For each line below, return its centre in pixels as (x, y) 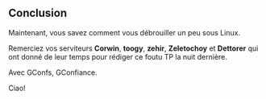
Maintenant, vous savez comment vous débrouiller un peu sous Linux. (124, 32)
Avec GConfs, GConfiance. (53, 72)
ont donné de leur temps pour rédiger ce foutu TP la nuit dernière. (118, 56)
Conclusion (38, 13)
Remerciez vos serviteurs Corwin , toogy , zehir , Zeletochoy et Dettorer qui (133, 48)
